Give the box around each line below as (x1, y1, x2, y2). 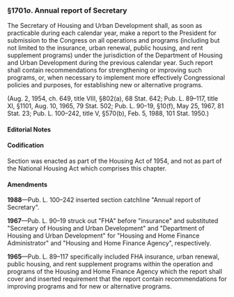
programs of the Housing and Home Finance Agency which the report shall (7, 268, 223, 276)
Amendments (7, 180, 47, 189)
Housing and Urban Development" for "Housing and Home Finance (7, 231, 200, 240)
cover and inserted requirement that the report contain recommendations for (7, 275, 227, 283)
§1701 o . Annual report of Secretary (7, 6, 127, 15)
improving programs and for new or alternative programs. (7, 282, 172, 291)
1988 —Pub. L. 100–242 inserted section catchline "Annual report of (7, 196, 201, 204)
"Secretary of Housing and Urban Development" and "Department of (7, 224, 205, 233)
